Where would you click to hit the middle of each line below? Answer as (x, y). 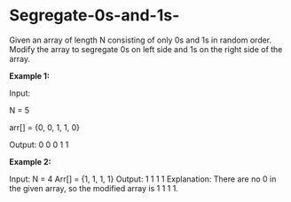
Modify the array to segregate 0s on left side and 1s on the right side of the (146, 49)
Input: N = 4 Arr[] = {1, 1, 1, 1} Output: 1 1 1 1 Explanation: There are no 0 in (143, 179)
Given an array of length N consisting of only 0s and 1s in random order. (141, 40)
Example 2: (30, 161)
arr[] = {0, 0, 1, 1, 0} (44, 127)
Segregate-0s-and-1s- (94, 16)
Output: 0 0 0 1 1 (39, 144)
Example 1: (30, 75)
